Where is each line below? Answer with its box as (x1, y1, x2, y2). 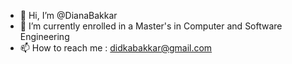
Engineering (19, 31, 70, 42)
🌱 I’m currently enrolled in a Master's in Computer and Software (19, 20, 283, 32)
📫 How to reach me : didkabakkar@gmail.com (19, 42, 213, 54)
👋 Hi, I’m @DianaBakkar (19, 10, 118, 21)
